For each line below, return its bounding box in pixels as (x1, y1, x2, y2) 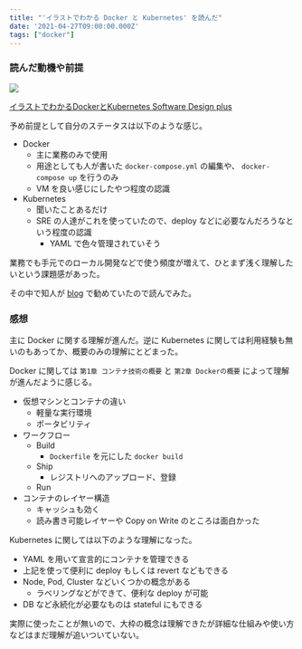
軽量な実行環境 (35, 406, 92, 417)
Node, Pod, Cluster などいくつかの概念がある (22, 576, 192, 587)
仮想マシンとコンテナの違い (22, 396, 127, 406)
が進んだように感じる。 (9, 377, 97, 387)
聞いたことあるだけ (35, 204, 109, 215)
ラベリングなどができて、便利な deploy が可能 (35, 587, 209, 598)
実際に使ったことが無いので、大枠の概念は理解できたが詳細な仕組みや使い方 (9, 617, 295, 629)
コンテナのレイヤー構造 (22, 492, 110, 503)
